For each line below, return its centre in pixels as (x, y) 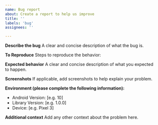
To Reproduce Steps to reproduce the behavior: (53, 55)
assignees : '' (19, 28)
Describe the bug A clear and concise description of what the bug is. (74, 46)
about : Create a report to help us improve (50, 14)
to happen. (16, 70)
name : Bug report (23, 9)
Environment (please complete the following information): (65, 88)
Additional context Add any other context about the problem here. (72, 117)
